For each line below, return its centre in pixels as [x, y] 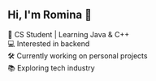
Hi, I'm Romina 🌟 [50, 15]
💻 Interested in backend [49, 43]
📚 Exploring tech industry [51, 68]
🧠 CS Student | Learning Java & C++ [69, 34]
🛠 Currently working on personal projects [78, 55]
